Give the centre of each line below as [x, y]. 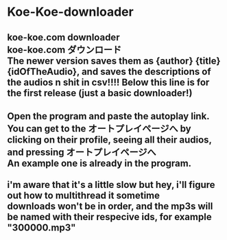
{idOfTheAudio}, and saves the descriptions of [109, 72]
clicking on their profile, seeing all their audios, [109, 140]
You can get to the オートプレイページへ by [99, 129]
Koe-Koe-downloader [70, 12]
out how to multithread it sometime [83, 195]
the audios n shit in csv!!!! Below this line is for [108, 82]
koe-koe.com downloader [63, 37]
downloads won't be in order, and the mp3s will [110, 206]
